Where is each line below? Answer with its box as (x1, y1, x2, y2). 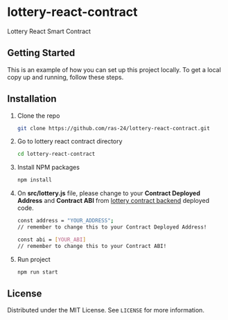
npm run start (17, 268, 58, 276)
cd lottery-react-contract (17, 150, 96, 158)
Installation (7, 93, 57, 105)
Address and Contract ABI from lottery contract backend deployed (17, 197, 210, 205)
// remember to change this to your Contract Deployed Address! (17, 224, 207, 231)
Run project (17, 255, 51, 263)
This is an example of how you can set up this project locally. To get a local (7, 65, 222, 73)
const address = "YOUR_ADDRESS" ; (17, 217, 114, 224)
